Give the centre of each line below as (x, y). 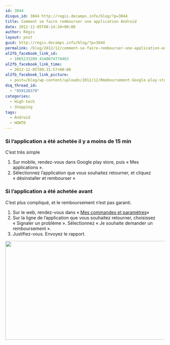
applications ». (28, 168)
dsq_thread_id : (21, 86)
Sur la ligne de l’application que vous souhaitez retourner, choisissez (84, 217)
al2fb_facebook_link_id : (31, 53)
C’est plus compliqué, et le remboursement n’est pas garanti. (69, 202)
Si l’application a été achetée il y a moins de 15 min (68, 141)
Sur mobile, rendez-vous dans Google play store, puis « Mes (76, 162)
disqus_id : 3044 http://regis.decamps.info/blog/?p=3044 (67, 16)
